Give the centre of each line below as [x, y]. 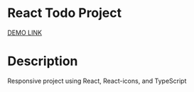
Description [43, 61]
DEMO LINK [25, 33]
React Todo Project [65, 13]
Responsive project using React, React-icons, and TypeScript [97, 81]
